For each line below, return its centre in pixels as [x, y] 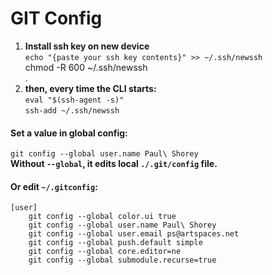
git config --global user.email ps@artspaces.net [134, 234]
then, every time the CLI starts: [90, 88]
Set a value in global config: [69, 133]
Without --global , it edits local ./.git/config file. [114, 164]
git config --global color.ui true [102, 217]
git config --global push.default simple [115, 243]
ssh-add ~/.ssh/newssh [72, 110]
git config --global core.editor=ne [105, 252]
